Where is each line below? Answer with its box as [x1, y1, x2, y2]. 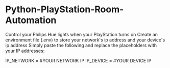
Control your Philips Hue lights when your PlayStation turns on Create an [5, 31, 158, 37]
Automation [5, 14, 57, 26]
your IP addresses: [5, 48, 45, 54]
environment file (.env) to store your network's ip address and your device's [5, 37, 165, 43]
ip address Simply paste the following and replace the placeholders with [5, 42, 157, 48]
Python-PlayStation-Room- [5, 4, 124, 15]
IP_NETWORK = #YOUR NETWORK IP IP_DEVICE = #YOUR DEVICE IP [5, 57, 152, 63]
